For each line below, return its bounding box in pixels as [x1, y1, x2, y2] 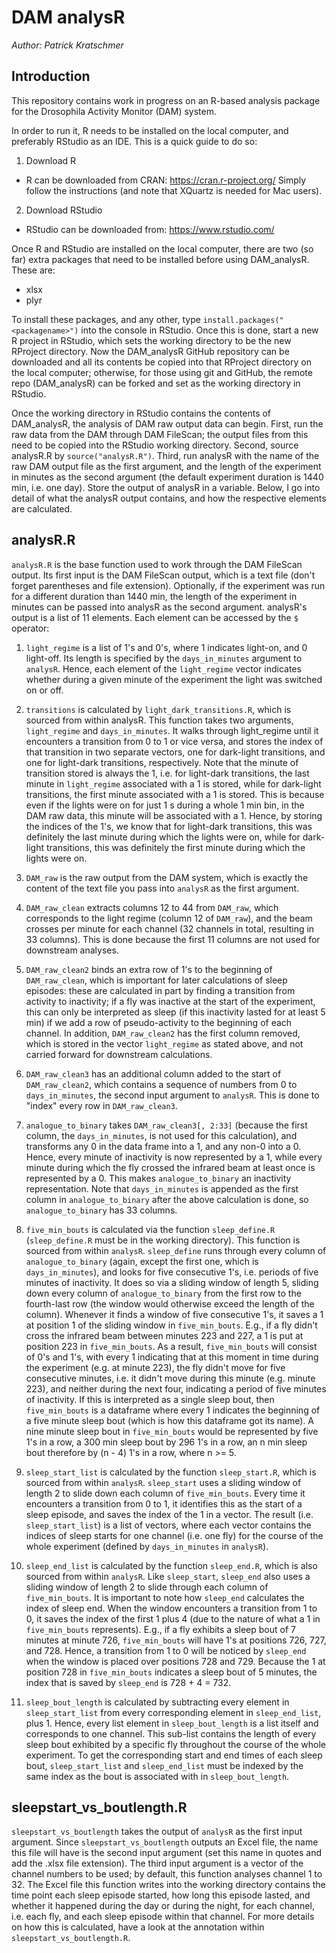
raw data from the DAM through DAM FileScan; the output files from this [11, 428, 309, 440]
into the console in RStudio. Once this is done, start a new [80, 324, 319, 336]
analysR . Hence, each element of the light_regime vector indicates [25, 662, 302, 675]
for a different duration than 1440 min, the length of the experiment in [11, 590, 298, 602]
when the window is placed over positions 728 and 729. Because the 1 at [25, 1655, 326, 1667]
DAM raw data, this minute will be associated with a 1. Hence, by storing [25, 809, 323, 821]
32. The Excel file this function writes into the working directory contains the [11, 1879, 326, 1891]
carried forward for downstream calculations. [25, 1048, 213, 1060]
